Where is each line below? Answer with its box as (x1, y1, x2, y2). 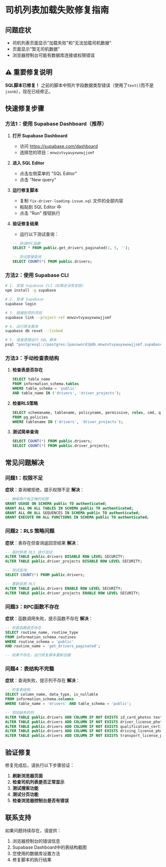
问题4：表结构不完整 (5, 665, 54, 672)
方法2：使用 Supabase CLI (5, 271, 69, 278)
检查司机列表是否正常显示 (12, 779, 65, 785)
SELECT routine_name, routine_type (5, 630, 79, 635)
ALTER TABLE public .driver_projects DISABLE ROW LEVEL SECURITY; (5, 559, 142, 564)
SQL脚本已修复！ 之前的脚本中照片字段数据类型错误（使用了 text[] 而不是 (5, 82, 154, 88)
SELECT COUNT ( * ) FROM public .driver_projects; (12, 443, 110, 448)
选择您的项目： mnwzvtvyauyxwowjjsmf (19, 149, 95, 155)
